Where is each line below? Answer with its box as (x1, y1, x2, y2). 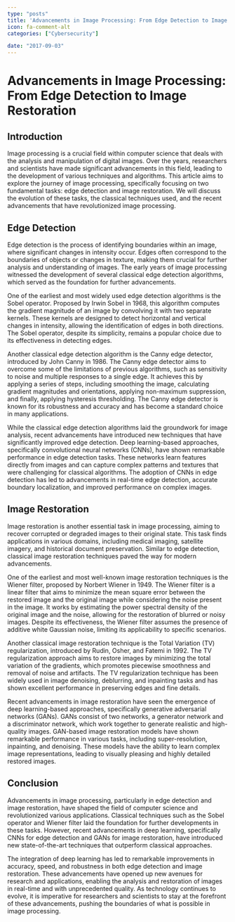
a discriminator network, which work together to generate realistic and (7, 720, 211, 728)
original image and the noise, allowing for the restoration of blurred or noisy (7, 610, 226, 618)
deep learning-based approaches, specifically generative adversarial (7, 704, 207, 713)
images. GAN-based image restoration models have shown (28, 727, 199, 735)
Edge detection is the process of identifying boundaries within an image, (7, 240, 217, 249)
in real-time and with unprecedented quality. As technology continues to (7, 884, 216, 892)
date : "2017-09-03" (7, 43, 65, 50)
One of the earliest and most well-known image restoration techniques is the (7, 573, 229, 581)
